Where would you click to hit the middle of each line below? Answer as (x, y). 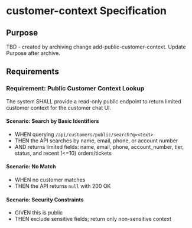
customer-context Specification (87, 11)
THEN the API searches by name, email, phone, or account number (96, 141)
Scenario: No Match (31, 167)
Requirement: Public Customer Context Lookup (75, 89)
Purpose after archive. (33, 53)
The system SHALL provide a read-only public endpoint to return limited (94, 101)
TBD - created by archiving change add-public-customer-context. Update (96, 47)
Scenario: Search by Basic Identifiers (53, 121)
